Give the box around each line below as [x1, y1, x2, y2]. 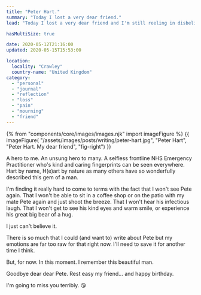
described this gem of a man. [6, 173, 79, 180]
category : [6, 74, 31, 81]
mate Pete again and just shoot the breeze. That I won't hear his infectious [6, 198, 190, 205]
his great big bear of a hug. [6, 210, 74, 218]
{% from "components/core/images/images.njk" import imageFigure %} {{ [6, 130, 190, 137]
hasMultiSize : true [6, 31, 55, 37]
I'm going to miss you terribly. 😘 [6, 281, 87, 288]
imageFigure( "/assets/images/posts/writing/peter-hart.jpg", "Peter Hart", [6, 136, 187, 144]
